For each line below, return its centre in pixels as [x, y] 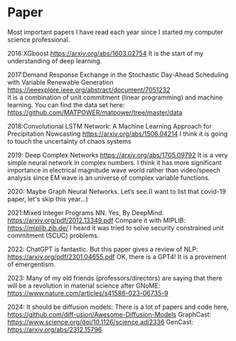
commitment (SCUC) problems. [53, 235]
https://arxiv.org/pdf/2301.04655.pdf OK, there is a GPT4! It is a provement [117, 256]
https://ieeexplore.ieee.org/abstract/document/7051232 [89, 90]
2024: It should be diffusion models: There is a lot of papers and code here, [118, 307]
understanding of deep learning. [54, 60]
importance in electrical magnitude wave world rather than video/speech [114, 170]
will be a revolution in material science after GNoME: [84, 286]
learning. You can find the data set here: [66, 104]
